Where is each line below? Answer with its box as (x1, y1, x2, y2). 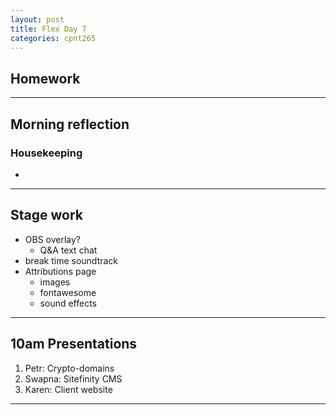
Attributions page (24, 265, 97, 277)
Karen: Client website (24, 383, 113, 395)
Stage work (10, 207, 83, 224)
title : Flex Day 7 (10, 24, 87, 34)
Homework (10, 70, 81, 87)
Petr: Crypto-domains (24, 362, 115, 374)
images (39, 276, 71, 288)
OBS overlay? (24, 233, 82, 245)
